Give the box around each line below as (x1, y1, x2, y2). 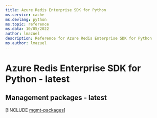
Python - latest (5, 73, 70, 84)
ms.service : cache (5, 12, 44, 17)
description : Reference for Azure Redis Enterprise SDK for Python (5, 36, 152, 41)
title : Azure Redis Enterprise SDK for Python (5, 7, 106, 13)
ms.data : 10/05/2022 (5, 26, 50, 32)
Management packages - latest (5, 94, 107, 102)
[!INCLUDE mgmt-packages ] (5, 107, 65, 113)
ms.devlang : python (5, 17, 47, 22)
